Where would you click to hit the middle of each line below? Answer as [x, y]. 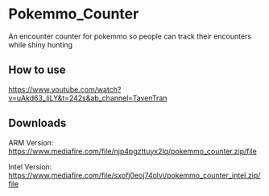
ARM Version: [31, 142]
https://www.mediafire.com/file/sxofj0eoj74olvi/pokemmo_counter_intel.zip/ [134, 175]
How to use [37, 70]
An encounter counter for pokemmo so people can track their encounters [130, 36]
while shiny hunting [41, 44]
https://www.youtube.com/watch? [65, 89]
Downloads [37, 123]
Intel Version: [30, 166]
